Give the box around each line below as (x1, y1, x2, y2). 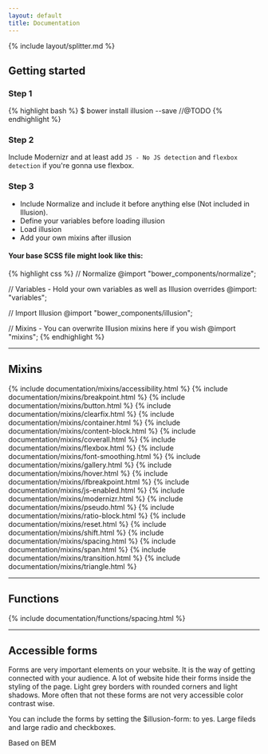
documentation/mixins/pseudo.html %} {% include (8, 502, 175, 512)
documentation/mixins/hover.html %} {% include (8, 468, 168, 478)
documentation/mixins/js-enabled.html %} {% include (8, 485, 185, 495)
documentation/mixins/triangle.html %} (8, 561, 137, 571)
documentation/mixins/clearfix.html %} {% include (8, 409, 175, 418)
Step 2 (8, 135, 34, 146)
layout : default (8, 11, 62, 20)
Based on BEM (8, 738, 57, 748)
